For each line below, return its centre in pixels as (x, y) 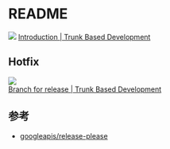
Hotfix (24, 62)
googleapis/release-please (64, 135)
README (38, 14)
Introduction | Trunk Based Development (84, 37)
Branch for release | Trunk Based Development (85, 89)
